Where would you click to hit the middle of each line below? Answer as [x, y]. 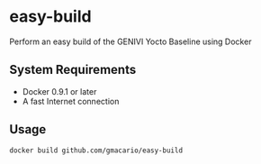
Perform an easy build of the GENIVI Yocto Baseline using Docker [130, 41]
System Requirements [73, 70]
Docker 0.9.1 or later [59, 91]
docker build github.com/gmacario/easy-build [96, 150]
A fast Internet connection [71, 101]
